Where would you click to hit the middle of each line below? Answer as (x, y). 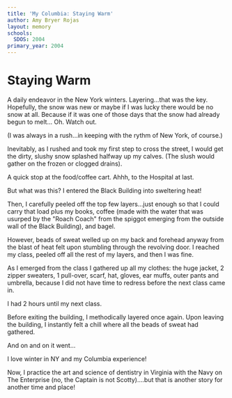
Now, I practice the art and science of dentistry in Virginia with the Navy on (115, 372)
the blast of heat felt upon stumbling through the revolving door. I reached (113, 247)
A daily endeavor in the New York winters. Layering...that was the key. (108, 99)
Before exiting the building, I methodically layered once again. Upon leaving (116, 317)
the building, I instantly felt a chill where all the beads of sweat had (103, 324)
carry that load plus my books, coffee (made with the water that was (105, 211)
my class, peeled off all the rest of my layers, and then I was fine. (100, 254)
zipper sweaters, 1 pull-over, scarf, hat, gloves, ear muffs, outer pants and (113, 275)
